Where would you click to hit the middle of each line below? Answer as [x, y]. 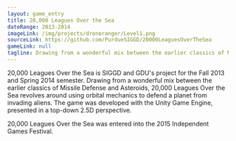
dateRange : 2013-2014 [39, 27]
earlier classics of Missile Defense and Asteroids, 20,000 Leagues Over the [117, 88]
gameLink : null [29, 46]
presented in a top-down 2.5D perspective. [70, 110]
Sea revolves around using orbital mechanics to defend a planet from [107, 95]
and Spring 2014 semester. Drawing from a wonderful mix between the [110, 80]
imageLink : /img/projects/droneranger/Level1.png [81, 33]
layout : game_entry [36, 14]
